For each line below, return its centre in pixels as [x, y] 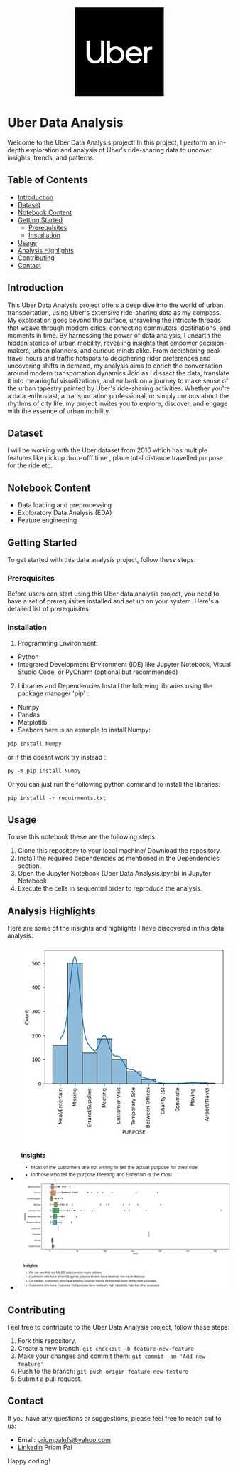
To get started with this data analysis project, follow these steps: [102, 560]
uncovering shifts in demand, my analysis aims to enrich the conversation [115, 366]
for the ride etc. [30, 465]
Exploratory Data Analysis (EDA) [65, 513]
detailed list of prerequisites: [49, 609]
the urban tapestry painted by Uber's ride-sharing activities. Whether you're [119, 388]
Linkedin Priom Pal [45, 1447]
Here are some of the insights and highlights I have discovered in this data [116, 928]
